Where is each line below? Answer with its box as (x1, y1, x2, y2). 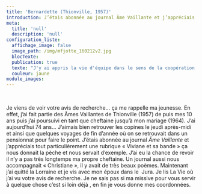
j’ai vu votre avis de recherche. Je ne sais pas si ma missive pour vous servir (6, 175, 196, 182)
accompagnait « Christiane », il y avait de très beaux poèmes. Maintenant (6, 162, 188, 169)
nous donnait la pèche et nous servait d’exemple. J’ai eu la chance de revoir (6, 149, 194, 157)
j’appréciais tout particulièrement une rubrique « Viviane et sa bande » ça (6, 143, 188, 150)
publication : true (11, 59, 58, 65)
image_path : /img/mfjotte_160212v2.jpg (11, 48, 112, 54)
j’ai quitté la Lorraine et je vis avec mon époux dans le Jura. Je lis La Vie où (6, 168, 194, 175)
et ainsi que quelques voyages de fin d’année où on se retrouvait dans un (6, 130, 188, 137)
